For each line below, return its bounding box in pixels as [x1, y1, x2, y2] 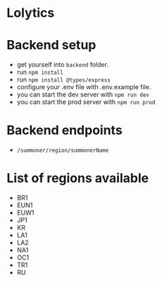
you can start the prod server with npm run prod [16, 98, 156, 106]
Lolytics [6, 5, 55, 21]
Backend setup [6, 37, 96, 53]
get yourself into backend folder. [16, 60, 108, 69]
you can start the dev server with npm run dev [16, 90, 149, 99]
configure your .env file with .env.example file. [16, 83, 151, 91]
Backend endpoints [6, 122, 123, 139]
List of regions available [6, 170, 149, 186]
